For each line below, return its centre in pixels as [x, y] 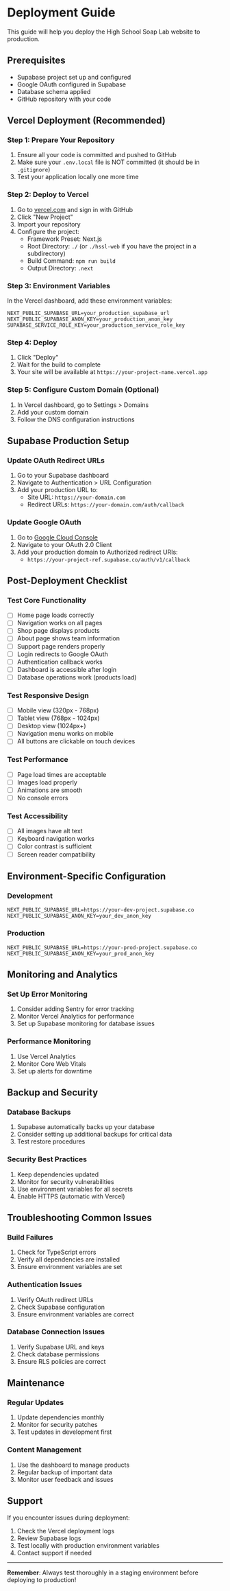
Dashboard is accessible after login [67, 669]
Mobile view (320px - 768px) [58, 710]
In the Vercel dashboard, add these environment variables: [90, 301]
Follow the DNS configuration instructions [76, 419]
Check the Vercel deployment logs [66, 1531]
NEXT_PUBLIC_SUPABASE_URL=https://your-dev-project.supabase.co [101, 910]
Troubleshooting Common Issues [79, 1217]
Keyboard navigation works [55, 839]
